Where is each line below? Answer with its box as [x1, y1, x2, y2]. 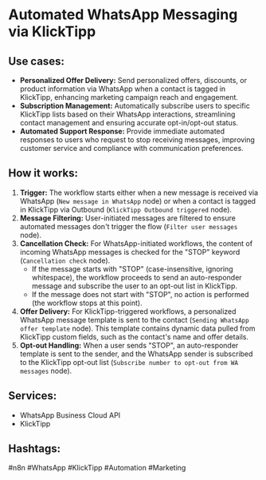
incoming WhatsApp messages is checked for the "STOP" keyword [19, 247, 241, 256]
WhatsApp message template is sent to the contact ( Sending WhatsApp [19, 315, 249, 324]
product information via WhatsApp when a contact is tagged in [19, 84, 226, 93]
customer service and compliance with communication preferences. [19, 144, 244, 153]
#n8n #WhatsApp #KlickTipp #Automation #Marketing [8, 463, 186, 473]
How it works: [8, 166, 78, 180]
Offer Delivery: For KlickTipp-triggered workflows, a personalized [19, 306, 237, 316]
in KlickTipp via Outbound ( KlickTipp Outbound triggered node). [19, 204, 233, 214]
